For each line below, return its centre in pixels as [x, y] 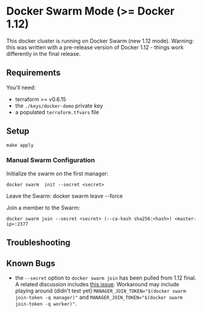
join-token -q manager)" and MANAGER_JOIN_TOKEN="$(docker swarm [99, 297]
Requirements [33, 73]
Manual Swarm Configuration [51, 160]
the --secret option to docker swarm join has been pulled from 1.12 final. [106, 278]
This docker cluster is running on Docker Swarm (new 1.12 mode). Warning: [100, 41]
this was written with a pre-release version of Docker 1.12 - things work [95, 47]
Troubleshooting [39, 243]
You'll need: [21, 87]
